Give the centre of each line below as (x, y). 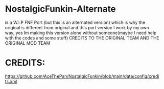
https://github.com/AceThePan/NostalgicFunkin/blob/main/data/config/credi (82, 76)
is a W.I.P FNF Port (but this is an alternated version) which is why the (75, 22)
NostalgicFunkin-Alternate (60, 9)
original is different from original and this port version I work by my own (77, 27)
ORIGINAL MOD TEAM (28, 43)
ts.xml (11, 81)
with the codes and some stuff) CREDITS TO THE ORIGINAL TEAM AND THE (82, 38)
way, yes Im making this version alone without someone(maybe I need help (81, 33)
